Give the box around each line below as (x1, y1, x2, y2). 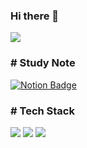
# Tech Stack (10, 104, 75, 118)
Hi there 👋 (10, 9, 60, 23)
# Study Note (10, 56, 76, 70)
